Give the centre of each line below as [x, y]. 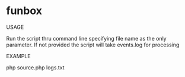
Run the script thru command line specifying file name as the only [87, 38]
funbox [24, 11]
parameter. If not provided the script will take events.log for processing [93, 45]
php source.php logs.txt [35, 67]
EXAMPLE [18, 56]
